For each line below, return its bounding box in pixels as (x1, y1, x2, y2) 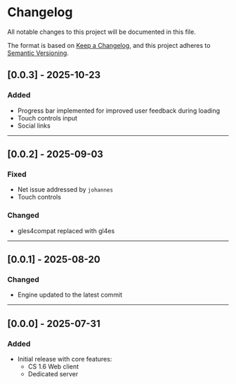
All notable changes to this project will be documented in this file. (7, 27, 197, 36)
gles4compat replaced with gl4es (17, 226, 115, 235)
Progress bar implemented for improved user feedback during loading (17, 106, 221, 115)
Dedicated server (27, 369, 79, 378)
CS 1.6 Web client (27, 362, 79, 371)
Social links (17, 121, 51, 130)
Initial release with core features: (17, 354, 112, 363)
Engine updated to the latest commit (17, 290, 123, 299)
